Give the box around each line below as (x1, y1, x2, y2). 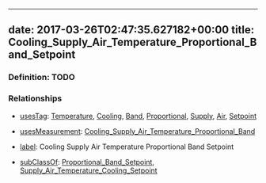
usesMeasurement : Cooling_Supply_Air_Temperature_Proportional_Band (19, 126, 256, 135)
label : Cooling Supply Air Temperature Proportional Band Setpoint (19, 142, 234, 151)
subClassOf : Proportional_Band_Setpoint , (19, 157, 154, 166)
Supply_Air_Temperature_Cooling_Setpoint (19, 166, 158, 175)
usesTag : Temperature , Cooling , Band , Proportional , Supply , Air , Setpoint (19, 111, 257, 120)
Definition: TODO (8, 72, 75, 83)
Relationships (8, 93, 63, 104)
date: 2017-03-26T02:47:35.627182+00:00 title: (8, 23, 255, 36)
